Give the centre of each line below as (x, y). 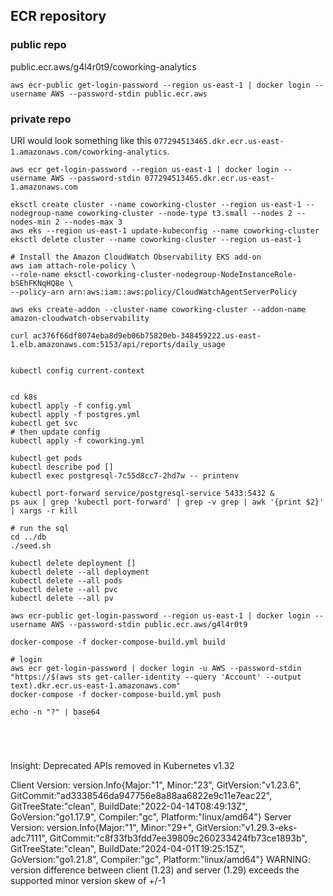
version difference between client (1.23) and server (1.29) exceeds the (155, 870)
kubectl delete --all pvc (64, 589)
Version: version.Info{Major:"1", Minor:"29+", (102, 827)
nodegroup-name (42, 213)
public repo (38, 45)
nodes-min (31, 222)
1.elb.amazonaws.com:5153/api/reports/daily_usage (118, 344)
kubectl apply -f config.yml (71, 405)
